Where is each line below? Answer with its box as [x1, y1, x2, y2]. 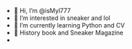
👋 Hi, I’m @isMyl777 [13, 7, 71, 14]
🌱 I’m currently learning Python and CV [13, 21, 125, 29]
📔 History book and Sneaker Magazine [13, 28, 124, 37]
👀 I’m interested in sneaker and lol [13, 14, 111, 22]
